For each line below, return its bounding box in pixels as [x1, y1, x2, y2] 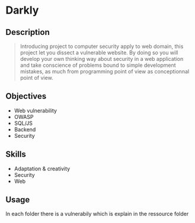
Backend [14, 125, 36, 133]
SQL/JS [14, 119, 33, 127]
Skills [5, 149, 26, 160]
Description [5, 27, 50, 37]
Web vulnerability [14, 107, 57, 114]
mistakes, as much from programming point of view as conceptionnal [20, 68, 190, 75]
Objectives [5, 91, 47, 101]
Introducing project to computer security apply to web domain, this [20, 43, 184, 50]
